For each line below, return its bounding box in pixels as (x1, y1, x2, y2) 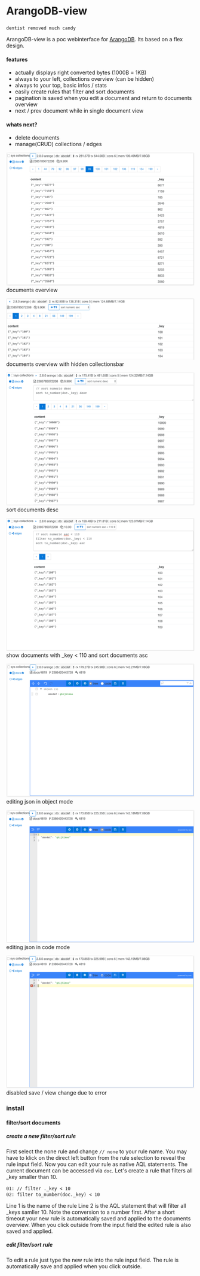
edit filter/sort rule (6, 1241, 53, 1248)
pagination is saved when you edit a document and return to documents (14, 95, 192, 102)
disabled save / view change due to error (6, 1089, 107, 1096)
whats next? (6, 121, 38, 128)
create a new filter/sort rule (6, 1133, 76, 1140)
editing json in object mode (6, 798, 73, 805)
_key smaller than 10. (6, 1173, 58, 1180)
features (6, 56, 28, 63)
